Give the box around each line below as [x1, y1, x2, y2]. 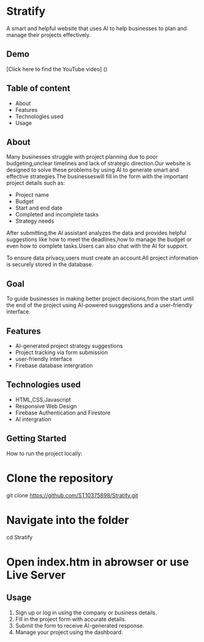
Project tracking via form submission [15, 349, 108, 356]
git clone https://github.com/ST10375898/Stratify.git [6, 491, 138, 499]
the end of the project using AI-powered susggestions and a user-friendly [6, 301, 193, 309]
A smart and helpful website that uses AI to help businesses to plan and [6, 25, 187, 32]
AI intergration [15, 415, 51, 422]
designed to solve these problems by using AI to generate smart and [6, 166, 179, 173]
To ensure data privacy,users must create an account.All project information [6, 254, 198, 262]
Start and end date [15, 204, 62, 212]
